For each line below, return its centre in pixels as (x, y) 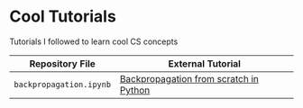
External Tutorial (205, 63)
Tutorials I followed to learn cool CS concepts (94, 41)
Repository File (63, 63)
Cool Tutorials (63, 17)
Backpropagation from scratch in (189, 78)
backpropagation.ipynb (62, 84)
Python (135, 90)
